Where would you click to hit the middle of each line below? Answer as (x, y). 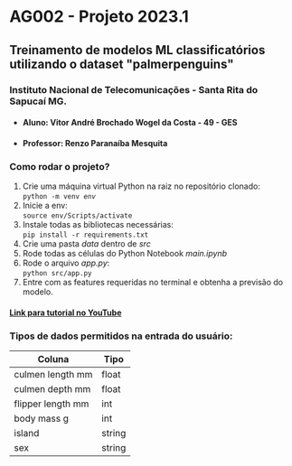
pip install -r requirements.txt (85, 235)
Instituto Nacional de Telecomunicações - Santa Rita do (134, 89)
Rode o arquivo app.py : (66, 263)
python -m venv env (59, 196)
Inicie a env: (45, 205)
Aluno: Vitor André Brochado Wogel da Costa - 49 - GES (130, 123)
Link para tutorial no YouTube (66, 312)
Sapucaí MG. (38, 101)
